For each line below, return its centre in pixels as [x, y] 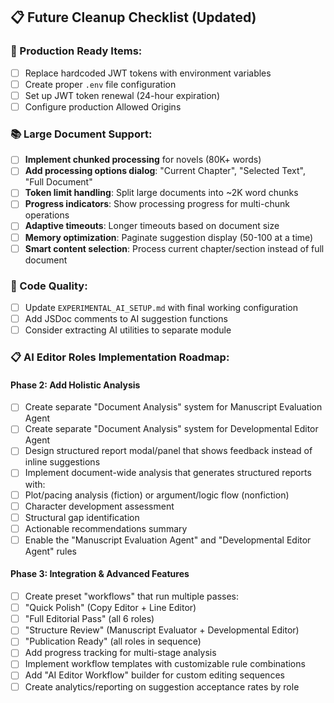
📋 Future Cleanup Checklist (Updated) [133, 17]
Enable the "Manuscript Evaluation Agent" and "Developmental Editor [168, 540]
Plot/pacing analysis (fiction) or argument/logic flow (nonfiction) [157, 495]
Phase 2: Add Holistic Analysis [75, 385]
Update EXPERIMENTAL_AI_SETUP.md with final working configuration [161, 307]
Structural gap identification [82, 517]
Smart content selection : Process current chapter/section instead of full [174, 248]
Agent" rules [51, 551]
